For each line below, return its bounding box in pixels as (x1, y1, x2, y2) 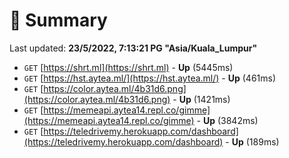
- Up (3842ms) (196, 114, 259, 126)
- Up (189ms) (225, 135, 280, 148)
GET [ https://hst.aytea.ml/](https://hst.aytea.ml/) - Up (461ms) (23, 72, 277, 84)
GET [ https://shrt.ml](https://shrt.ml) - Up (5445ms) (23, 61, 234, 73)
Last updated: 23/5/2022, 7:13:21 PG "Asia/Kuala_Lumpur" (9, 42, 258, 54)
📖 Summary (9, 9, 108, 32)
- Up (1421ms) (172, 93, 231, 105)
